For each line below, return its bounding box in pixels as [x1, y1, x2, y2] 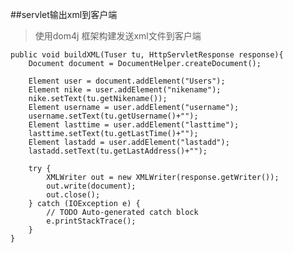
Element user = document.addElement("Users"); [28, 76, 226, 86]
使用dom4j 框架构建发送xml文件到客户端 [34, 30, 202, 42]
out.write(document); [46, 181, 137, 191]
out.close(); [46, 190, 101, 200]
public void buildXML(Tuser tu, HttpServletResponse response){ [10, 50, 284, 60]
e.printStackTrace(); [46, 216, 137, 226]
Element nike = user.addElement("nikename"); [28, 85, 222, 95]
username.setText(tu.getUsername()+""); [28, 111, 199, 121]
